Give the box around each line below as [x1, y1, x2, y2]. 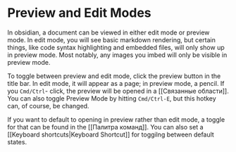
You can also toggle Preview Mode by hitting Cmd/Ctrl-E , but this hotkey [7, 94, 216, 103]
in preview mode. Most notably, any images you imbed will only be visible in [7, 51, 228, 59]
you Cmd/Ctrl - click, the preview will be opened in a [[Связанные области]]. [7, 87, 229, 95]
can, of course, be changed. [7, 101, 89, 110]
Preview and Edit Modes [7, 5, 151, 21]
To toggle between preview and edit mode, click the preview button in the [7, 72, 221, 80]
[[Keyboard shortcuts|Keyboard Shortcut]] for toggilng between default [7, 130, 215, 139]
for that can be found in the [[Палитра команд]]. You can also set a [7, 122, 204, 131]
